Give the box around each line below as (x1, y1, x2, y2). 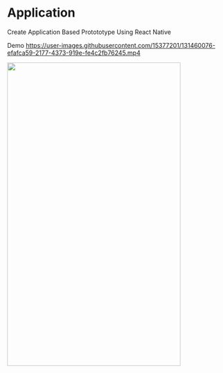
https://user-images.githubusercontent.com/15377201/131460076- (25, 41, 216, 49)
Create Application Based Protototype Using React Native (7, 28, 172, 36)
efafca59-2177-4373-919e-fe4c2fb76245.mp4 (7, 49, 141, 57)
